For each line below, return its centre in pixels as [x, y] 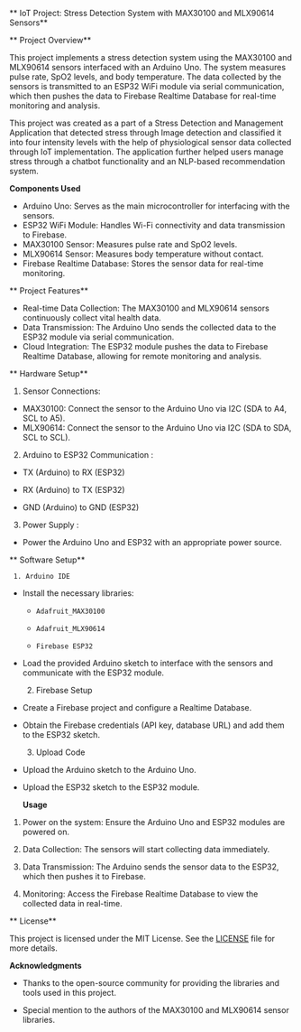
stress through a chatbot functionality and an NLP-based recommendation [147, 161]
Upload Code [60, 752]
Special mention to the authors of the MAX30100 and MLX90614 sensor [156, 1010]
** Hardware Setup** [49, 373]
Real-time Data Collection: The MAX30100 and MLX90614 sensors [146, 308]
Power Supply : [50, 525]
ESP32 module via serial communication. [98, 337]
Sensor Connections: [61, 391]
